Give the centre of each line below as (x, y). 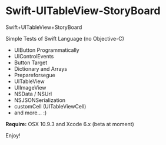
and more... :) (30, 113)
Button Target (31, 62)
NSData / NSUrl (33, 94)
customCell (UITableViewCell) (50, 106)
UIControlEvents (34, 56)
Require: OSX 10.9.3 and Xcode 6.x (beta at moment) (70, 124)
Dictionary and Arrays (41, 68)
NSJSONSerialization (40, 100)
